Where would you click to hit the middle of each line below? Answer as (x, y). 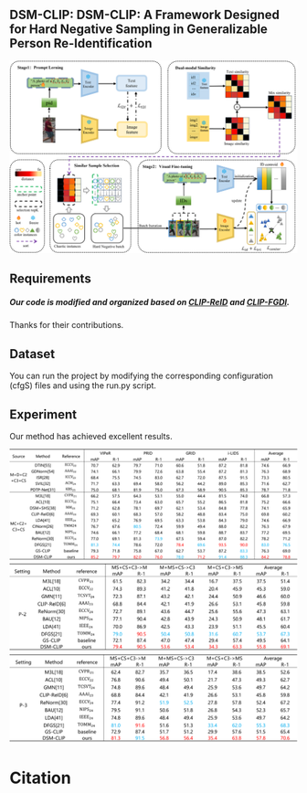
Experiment (43, 414)
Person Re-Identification (81, 43)
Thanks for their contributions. (67, 325)
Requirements (50, 279)
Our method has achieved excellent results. (91, 436)
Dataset (32, 354)
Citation (40, 778)
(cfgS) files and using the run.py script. (83, 386)
